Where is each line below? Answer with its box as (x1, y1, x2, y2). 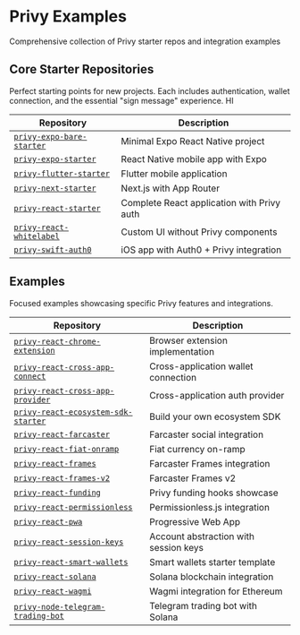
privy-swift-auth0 (13, 245, 92, 254)
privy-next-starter (13, 183, 96, 193)
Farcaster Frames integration (148, 457, 271, 469)
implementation (148, 345, 215, 357)
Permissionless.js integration (148, 501, 271, 513)
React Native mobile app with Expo (121, 152, 268, 165)
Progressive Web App (148, 515, 241, 528)
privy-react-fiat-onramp (13, 443, 120, 454)
